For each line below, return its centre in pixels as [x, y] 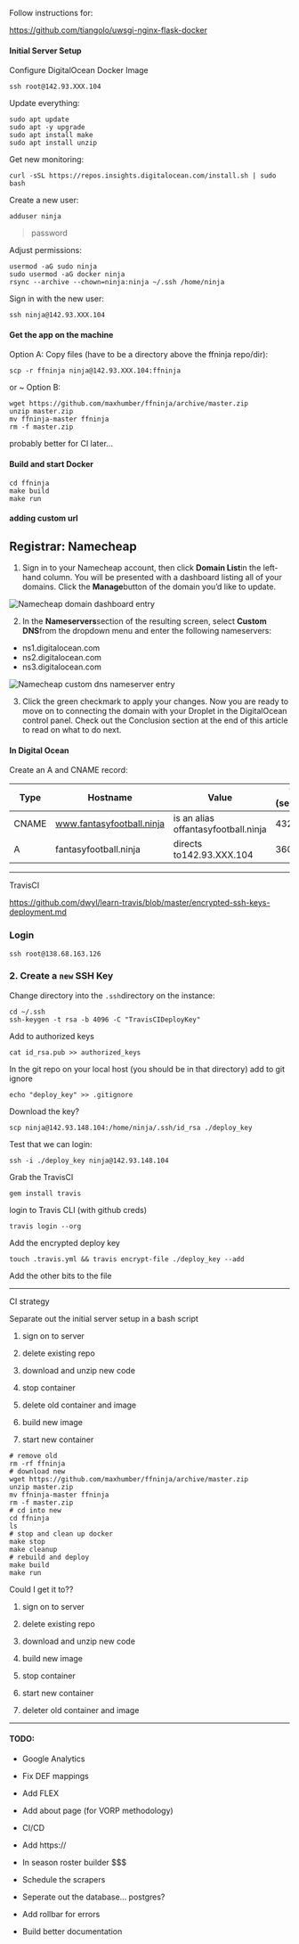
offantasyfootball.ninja [220, 830]
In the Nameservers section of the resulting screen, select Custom [144, 621]
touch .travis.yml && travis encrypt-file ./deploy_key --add [127, 1259]
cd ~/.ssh [28, 1012]
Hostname [110, 798]
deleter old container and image [81, 1710]
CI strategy [30, 1301]
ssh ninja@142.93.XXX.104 [57, 316]
